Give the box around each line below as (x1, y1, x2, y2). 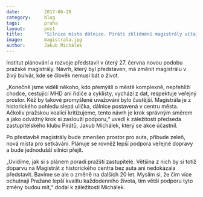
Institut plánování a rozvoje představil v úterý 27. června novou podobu (6, 58, 183, 66)
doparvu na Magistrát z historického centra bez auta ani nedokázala (6, 164, 176, 172)
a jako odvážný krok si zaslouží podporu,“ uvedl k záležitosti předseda (6, 115, 181, 122)
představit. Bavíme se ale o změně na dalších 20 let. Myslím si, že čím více (6, 170, 192, 178)
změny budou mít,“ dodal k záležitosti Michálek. (6, 183, 126, 190)
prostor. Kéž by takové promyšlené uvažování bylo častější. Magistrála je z (6, 96, 192, 103)
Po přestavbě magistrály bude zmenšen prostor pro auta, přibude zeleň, (6, 133, 185, 140)
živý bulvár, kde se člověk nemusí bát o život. (6, 72, 120, 79)
